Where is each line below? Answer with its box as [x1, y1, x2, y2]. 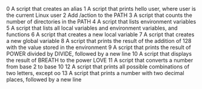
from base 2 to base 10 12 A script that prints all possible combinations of [6, 63, 190, 70]
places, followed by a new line [6, 76, 82, 83]
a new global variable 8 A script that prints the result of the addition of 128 [6, 38, 192, 44]
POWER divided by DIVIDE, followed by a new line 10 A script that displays [6, 50, 192, 57]
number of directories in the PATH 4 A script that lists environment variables [6, 18, 197, 25]
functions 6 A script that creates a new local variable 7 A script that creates [6, 31, 195, 38]
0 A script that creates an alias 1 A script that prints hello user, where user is [6, 5, 196, 12]
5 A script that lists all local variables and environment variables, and [6, 24, 178, 31]
